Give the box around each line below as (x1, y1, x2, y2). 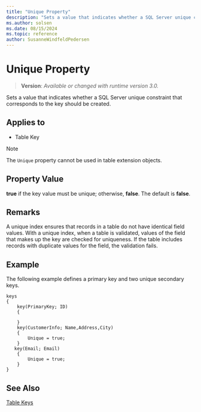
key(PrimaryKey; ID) (17, 304, 68, 310)
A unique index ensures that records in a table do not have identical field (6, 223, 185, 231)
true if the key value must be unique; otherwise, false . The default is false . (6, 190, 191, 197)
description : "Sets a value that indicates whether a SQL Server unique (6, 14, 191, 20)
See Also (6, 383, 40, 393)
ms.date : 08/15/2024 (6, 25, 58, 32)
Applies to (6, 117, 45, 128)
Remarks (6, 207, 41, 217)
